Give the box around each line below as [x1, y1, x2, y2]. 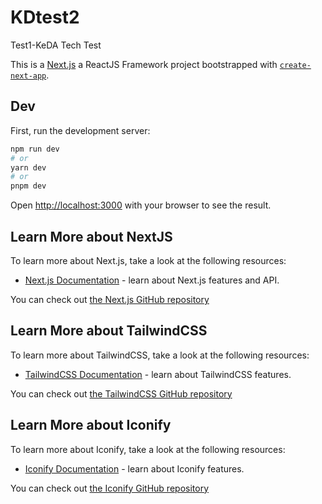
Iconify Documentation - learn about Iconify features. [24, 462, 245, 475]
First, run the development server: [10, 124, 151, 136]
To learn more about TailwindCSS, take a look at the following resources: [10, 349, 310, 361]
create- [279, 60, 312, 70]
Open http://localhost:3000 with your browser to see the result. [10, 199, 272, 211]
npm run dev [10, 144, 60, 154]
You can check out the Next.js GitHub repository [10, 293, 210, 305]
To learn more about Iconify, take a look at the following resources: [10, 443, 286, 455]
